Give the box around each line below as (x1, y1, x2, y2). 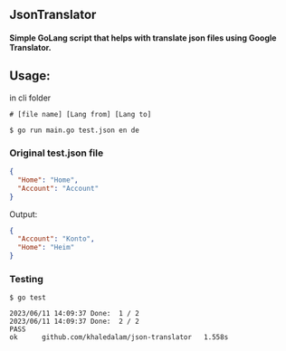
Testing (9, 273, 43, 286)
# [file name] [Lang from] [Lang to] (9, 109, 152, 119)
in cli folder (9, 92, 52, 103)
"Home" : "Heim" (17, 243, 75, 252)
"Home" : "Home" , (17, 175, 79, 185)
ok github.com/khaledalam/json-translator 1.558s (9, 333, 229, 342)
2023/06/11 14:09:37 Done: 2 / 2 (9, 317, 140, 327)
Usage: (9, 68, 52, 84)
